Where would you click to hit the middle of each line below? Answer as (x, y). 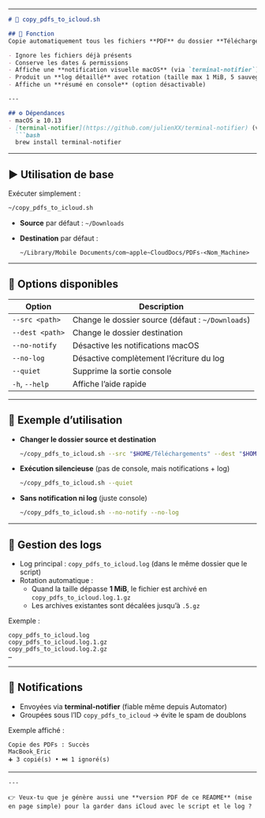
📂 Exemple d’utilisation (65, 420)
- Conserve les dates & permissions (68, 63)
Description (161, 306)
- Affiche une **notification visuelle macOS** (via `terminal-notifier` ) (134, 70)
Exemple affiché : (36, 730)
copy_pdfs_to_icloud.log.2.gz (58, 649)
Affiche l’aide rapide (109, 383)
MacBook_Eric (30, 751)
